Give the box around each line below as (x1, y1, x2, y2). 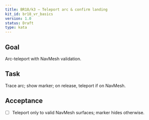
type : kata (5, 25, 27, 30)
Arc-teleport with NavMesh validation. (5, 56, 82, 61)
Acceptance (5, 97, 43, 105)
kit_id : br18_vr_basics (5, 12, 54, 16)
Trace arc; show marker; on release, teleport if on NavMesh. (5, 83, 126, 89)
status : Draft (5, 20, 34, 26)
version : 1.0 (5, 16, 32, 21)
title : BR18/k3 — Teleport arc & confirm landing (5, 7, 108, 12)
